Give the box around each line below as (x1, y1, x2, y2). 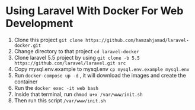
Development (5, 17, 73, 30)
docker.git (14, 43, 41, 48)
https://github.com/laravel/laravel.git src (14, 60, 126, 66)
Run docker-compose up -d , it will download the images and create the (14, 72, 186, 79)
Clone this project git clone (14, 36, 84, 43)
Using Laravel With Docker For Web (5, 4, 184, 18)
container (14, 78, 38, 85)
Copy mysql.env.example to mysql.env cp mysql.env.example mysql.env (14, 65, 190, 72)
